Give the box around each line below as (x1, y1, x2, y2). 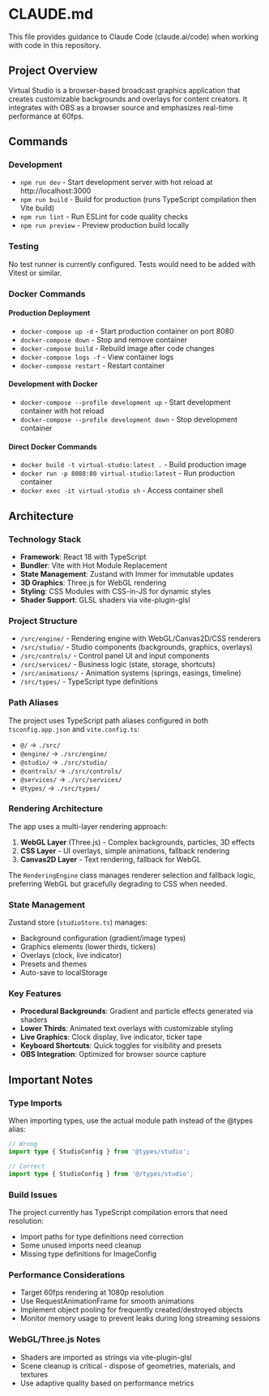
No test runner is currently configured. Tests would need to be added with (8, 259, 256, 268)
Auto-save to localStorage (19, 968, 108, 977)
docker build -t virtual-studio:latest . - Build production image (19, 460, 247, 470)
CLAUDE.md (8, 5, 94, 24)
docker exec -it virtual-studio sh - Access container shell (19, 486, 224, 496)
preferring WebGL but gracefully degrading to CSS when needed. (8, 878, 228, 888)
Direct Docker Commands (8, 441, 97, 451)
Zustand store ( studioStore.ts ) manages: (8, 917, 147, 927)
